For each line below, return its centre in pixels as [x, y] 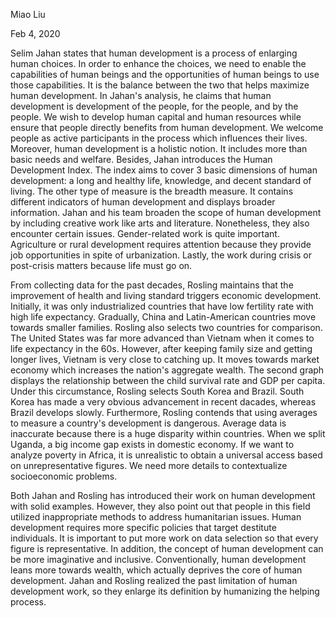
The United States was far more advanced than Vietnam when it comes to [162, 338]
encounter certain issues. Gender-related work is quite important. [145, 233]
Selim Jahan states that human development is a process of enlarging [154, 53]
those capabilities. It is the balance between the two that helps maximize [160, 85]
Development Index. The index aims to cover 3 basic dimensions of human [164, 170]
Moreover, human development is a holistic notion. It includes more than [159, 148]
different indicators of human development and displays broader [143, 202]
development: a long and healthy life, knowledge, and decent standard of [161, 180]
